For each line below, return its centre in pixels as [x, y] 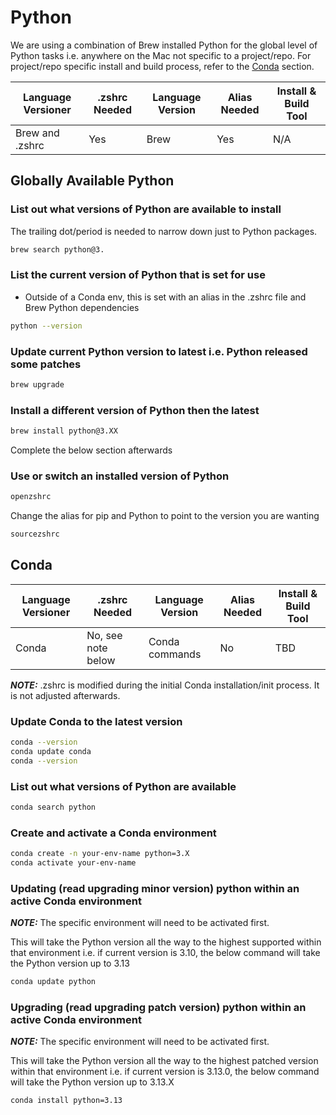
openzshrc [31, 497]
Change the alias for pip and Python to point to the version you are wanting [165, 516]
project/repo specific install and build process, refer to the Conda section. [162, 66]
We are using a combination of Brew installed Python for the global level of [164, 45]
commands [175, 654]
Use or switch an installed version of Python [120, 476]
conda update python [53, 982]
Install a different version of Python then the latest [135, 410]
